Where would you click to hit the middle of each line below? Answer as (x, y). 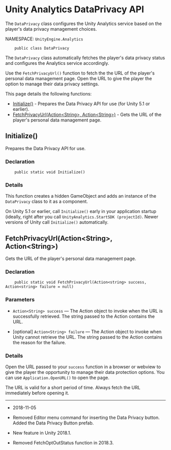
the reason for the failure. (39, 342)
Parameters (20, 300)
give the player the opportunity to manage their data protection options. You (85, 372)
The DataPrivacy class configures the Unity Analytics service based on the (83, 23)
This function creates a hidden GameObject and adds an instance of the (81, 196)
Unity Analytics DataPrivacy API (75, 9)
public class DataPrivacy (42, 48)
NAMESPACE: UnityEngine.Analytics (44, 39)
